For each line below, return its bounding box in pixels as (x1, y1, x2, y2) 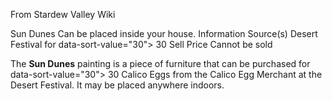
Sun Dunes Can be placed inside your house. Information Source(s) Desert (10, 28, 318, 39)
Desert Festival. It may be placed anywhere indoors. (10, 79, 225, 91)
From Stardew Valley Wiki (10, 9, 116, 20)
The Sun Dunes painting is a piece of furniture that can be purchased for (10, 58, 311, 69)
